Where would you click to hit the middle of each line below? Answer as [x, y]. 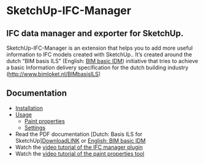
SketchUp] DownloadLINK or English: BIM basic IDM [80, 140]
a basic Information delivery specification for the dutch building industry [97, 67]
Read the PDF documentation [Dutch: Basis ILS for [79, 134]
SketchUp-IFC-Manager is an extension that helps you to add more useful [100, 48]
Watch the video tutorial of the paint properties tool [80, 153]
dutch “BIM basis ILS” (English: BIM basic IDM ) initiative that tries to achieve [102, 61]
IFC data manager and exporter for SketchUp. [95, 33]
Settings [35, 127]
